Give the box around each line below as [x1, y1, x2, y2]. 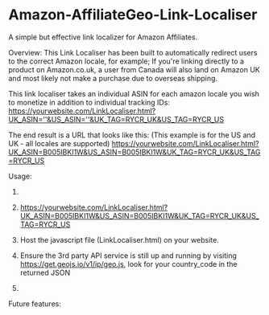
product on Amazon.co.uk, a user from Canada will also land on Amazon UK [8, 64, 260, 74]
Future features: [8, 299, 62, 309]
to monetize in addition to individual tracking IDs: [8, 97, 171, 107]
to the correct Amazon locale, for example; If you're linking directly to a [8, 56, 244, 66]
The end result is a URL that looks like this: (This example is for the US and [8, 130, 256, 140]
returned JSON [19, 268, 71, 277]
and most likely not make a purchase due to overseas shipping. [8, 73, 218, 83]
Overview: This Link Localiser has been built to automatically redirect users [8, 47, 258, 57]
